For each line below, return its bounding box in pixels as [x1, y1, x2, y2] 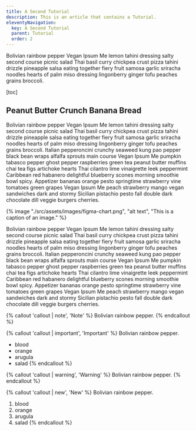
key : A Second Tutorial [11, 25, 69, 31]
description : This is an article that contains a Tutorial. [6, 14, 157, 20]
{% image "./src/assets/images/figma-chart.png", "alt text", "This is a [6, 207, 174, 215]
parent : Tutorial [11, 31, 54, 37]
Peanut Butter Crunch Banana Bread [6, 105, 142, 115]
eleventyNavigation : [6, 19, 57, 25]
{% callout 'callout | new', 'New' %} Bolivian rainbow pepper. [6, 389, 154, 396]
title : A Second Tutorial [6, 8, 69, 15]
